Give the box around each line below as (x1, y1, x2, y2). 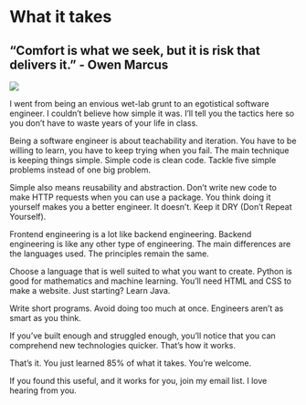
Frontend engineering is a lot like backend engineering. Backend (9, 229, 252, 239)
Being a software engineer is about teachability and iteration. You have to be (9, 135, 297, 146)
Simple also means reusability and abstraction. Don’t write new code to (9, 182, 277, 192)
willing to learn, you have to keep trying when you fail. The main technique (9, 145, 290, 156)
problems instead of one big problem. (9, 164, 152, 175)
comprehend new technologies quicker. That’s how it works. (9, 340, 236, 350)
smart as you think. (9, 313, 82, 323)
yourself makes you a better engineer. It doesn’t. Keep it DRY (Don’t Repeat (9, 202, 292, 212)
